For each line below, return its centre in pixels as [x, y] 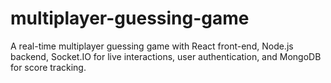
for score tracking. [48, 67]
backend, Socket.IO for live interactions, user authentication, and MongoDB [166, 56]
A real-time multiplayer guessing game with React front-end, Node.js [152, 46]
